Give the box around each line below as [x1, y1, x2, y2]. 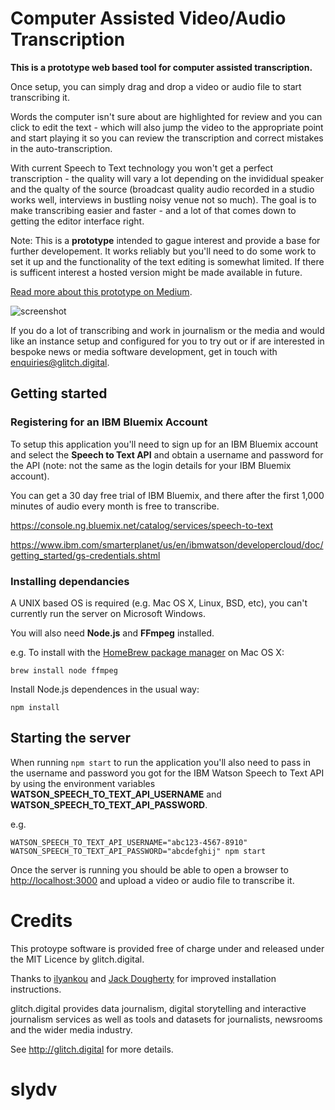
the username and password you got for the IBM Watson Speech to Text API [10, 767, 325, 779]
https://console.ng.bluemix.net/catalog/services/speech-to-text [10, 519, 274, 531]
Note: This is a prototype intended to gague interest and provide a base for [10, 234, 321, 246]
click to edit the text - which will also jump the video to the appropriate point [10, 121, 324, 133]
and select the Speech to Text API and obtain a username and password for [10, 448, 324, 461]
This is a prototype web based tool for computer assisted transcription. [10, 61, 313, 73]
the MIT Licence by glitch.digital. [10, 953, 145, 965]
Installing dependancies [10, 574, 130, 588]
